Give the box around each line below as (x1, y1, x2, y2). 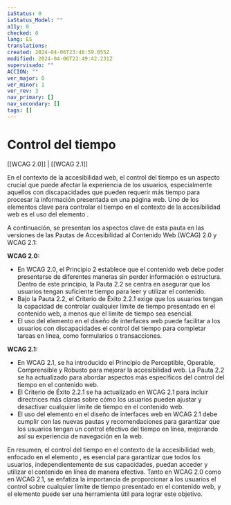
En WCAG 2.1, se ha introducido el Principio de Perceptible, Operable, (17, 358, 216, 366)
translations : (7, 42, 48, 49)
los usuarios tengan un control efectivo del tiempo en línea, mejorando (17, 425, 219, 433)
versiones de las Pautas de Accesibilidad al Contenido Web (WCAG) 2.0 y (7, 230, 217, 239)
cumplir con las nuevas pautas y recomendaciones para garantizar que (17, 417, 220, 425)
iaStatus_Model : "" (7, 17, 64, 24)
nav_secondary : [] (7, 101, 60, 108)
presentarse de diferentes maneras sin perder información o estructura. (17, 272, 222, 281)
